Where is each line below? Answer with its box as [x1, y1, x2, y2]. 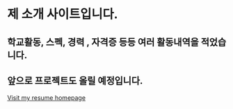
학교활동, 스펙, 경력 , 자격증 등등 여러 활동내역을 [7, 36, 200, 48]
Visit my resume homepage [7, 94, 86, 102]
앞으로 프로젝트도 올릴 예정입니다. [7, 74, 143, 87]
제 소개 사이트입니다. [7, 6, 118, 22]
